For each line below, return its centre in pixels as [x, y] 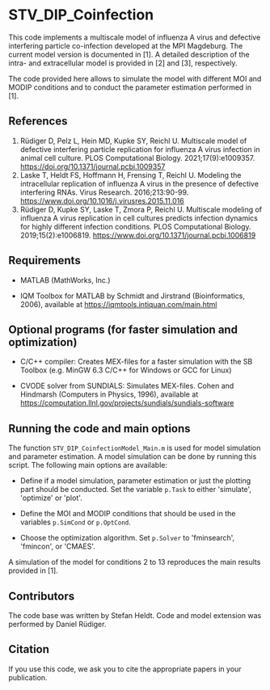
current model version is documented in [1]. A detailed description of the [129, 54]
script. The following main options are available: [88, 465]
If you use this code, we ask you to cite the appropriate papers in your [125, 669]
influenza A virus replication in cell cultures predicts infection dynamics [139, 218]
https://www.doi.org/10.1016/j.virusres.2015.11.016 [102, 200]
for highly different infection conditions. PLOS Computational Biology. [136, 226]
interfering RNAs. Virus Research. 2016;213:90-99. [104, 192]
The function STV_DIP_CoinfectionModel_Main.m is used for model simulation [135, 448]
